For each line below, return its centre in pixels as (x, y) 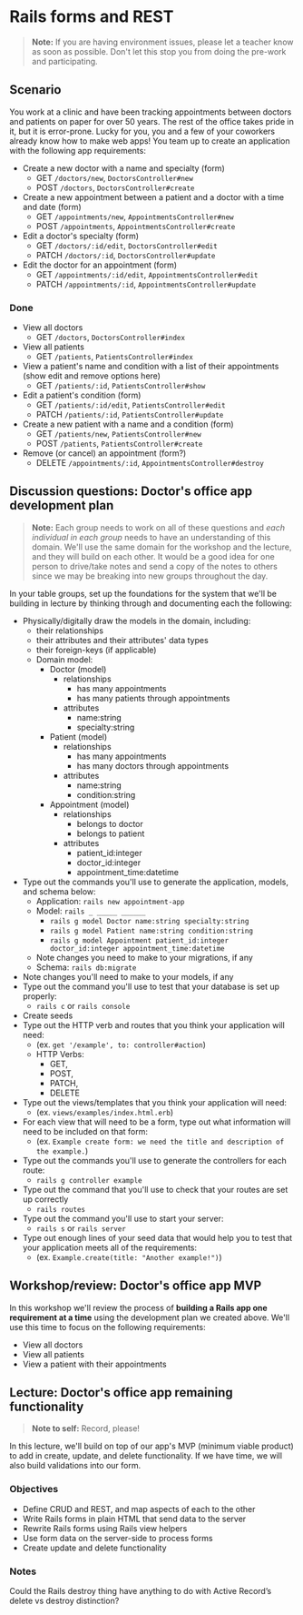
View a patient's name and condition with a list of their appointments (151, 367)
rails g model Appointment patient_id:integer (139, 940)
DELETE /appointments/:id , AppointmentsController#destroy (150, 463)
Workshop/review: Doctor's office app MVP (136, 1286)
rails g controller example (89, 1180)
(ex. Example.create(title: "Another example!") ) (129, 1257)
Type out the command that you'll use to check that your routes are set (155, 1189)
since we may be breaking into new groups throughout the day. (150, 576)
